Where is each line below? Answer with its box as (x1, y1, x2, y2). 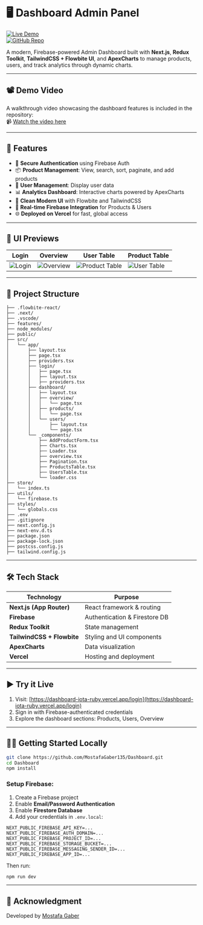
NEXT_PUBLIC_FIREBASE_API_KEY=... (6, 824, 94, 831)
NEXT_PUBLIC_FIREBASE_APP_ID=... (6, 851, 91, 857)
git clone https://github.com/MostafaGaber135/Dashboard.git (6, 754, 164, 760)
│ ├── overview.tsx (6, 454, 83, 460)
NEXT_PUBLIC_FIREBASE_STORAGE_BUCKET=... (6, 841, 112, 847)
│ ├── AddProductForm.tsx (6, 437, 98, 444)
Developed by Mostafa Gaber (6, 912, 80, 920)
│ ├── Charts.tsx (6, 443, 77, 449)
